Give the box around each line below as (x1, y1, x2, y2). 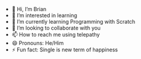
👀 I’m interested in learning (11, 12, 78, 19)
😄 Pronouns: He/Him (11, 40, 64, 47)
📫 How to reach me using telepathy (11, 31, 100, 38)
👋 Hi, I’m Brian (11, 6, 47, 12)
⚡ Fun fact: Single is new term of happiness (11, 46, 118, 53)
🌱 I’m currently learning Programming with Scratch (11, 18, 136, 25)
